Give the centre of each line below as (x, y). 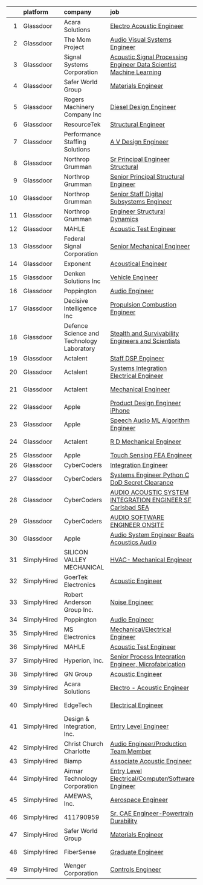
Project (74, 47)
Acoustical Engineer (138, 264)
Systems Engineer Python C (150, 475)
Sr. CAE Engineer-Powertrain (151, 813)
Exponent (77, 264)
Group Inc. (79, 610)
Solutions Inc (82, 281)
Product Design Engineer (145, 403)
